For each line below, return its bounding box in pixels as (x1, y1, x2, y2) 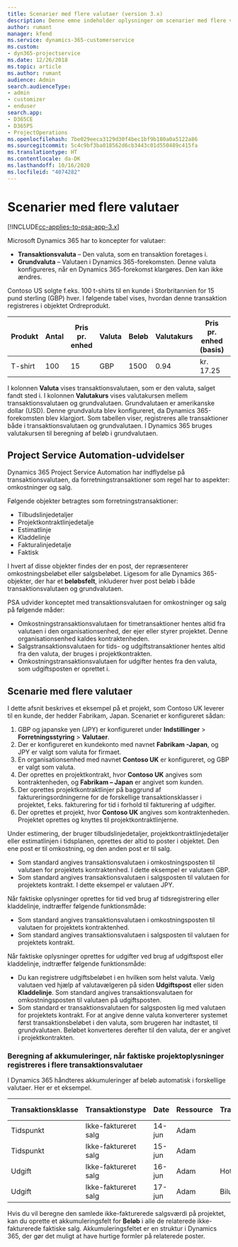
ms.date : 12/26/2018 (7, 57, 69, 64)
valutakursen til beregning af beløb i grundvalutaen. (7, 429, 158, 437)
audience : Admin (7, 76, 55, 84)
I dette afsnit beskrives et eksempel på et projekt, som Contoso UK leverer (7, 704, 225, 713)
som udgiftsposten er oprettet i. (17, 665, 110, 673)
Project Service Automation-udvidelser (7, 449, 185, 461)
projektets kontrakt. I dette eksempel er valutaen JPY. (17, 881, 175, 889)
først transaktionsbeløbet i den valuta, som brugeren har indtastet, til (17, 1018, 218, 1027)
